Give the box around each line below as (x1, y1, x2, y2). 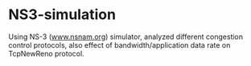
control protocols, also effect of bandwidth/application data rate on (8, 40, 231, 49)
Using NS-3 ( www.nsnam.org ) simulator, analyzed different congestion (8, 32, 244, 41)
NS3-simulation (8, 6, 117, 24)
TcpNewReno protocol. (8, 49, 84, 58)
